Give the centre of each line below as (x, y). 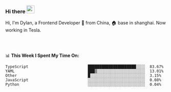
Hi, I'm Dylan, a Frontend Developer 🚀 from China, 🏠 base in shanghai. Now (86, 23)
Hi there (15, 11)
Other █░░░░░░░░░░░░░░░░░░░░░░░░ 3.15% (83, 76)
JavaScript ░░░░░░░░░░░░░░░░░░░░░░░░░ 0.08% (83, 80)
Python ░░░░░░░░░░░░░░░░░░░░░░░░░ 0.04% (83, 85)
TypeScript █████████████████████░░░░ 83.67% (84, 67)
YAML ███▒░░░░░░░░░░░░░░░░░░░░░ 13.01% (84, 71)
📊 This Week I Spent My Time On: (42, 55)
